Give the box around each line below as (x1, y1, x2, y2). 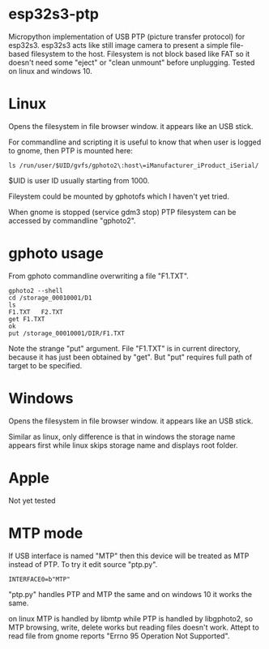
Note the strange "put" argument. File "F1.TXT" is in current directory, (8, 343, 241, 353)
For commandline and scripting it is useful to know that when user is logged (8, 137, 262, 147)
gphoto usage (8, 244, 104, 263)
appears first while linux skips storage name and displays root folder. (8, 440, 238, 450)
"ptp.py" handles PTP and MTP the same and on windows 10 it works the (8, 589, 253, 599)
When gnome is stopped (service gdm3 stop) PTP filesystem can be (8, 207, 237, 217)
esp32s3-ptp (8, 5, 100, 24)
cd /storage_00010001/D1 (8, 294, 92, 302)
